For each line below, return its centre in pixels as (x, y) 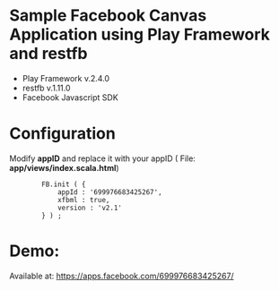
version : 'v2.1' (90, 208)
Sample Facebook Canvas (108, 16)
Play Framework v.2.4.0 (66, 78)
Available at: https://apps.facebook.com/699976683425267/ (122, 276)
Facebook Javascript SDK (70, 97)
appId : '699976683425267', (110, 192)
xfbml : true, (83, 200)
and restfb (48, 54)
